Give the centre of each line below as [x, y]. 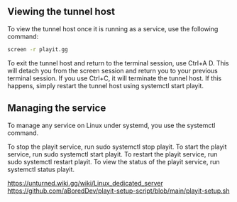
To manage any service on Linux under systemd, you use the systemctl [111, 125]
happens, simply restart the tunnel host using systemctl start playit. [106, 85]
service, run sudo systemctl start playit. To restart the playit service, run [112, 154]
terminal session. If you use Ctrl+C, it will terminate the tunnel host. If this [115, 78]
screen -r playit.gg [38, 49]
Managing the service [57, 108]
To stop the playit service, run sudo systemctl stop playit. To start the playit [117, 147]
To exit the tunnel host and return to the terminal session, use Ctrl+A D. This [118, 63]
